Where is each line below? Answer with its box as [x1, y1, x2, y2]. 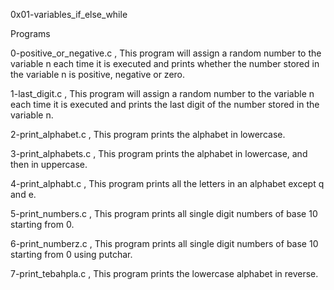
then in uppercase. [10, 159, 88, 170]
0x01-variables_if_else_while [10, 9, 128, 20]
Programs [10, 28, 51, 39]
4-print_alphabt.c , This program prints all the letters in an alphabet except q [10, 178, 325, 189]
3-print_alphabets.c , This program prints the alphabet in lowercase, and [10, 148, 308, 159]
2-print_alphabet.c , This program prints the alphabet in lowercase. [10, 129, 286, 140]
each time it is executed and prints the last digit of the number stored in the [10, 99, 320, 110]
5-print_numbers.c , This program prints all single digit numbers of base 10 [10, 208, 318, 219]
